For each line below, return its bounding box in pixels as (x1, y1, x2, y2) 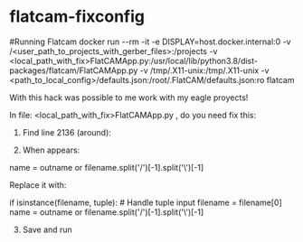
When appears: (22, 144, 80, 155)
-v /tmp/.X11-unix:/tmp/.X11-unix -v (139, 65, 270, 76)
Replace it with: (9, 179, 67, 191)
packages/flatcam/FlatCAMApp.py (9, 65, 138, 76)
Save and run (22, 224, 72, 235)
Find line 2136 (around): (22, 126, 111, 137)
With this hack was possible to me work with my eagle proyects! (9, 92, 249, 103)
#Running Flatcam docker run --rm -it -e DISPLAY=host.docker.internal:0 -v (9, 36, 291, 47)
